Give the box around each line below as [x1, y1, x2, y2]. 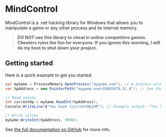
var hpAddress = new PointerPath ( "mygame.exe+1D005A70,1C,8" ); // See [5, 86, 154, 91]
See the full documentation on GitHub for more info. [5, 126, 111, 132]
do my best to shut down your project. [17, 45, 97, 51]
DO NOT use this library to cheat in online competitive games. [17, 34, 147, 40]
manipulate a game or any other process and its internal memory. [5, 25, 138, 30]
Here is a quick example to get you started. [5, 72, 93, 78]
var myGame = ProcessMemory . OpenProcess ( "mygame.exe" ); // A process [5, 82, 152, 86]
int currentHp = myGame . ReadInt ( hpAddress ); [5, 100, 98, 105]
